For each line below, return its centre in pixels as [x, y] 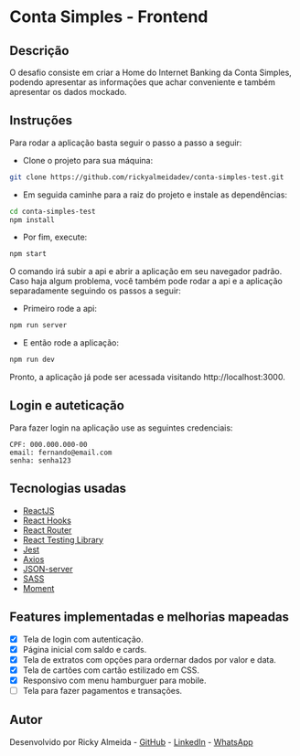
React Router [47, 530]
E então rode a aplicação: [70, 343]
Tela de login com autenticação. [83, 639]
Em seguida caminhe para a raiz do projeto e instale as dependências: [155, 195]
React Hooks [47, 520]
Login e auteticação [67, 405]
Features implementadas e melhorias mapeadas [150, 618]
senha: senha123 [40, 460]
